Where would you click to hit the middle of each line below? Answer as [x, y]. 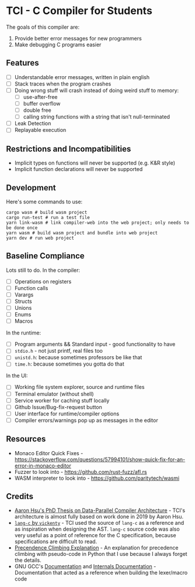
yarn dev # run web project [40, 238]
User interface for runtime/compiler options [67, 414]
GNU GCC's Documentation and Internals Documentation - [85, 566]
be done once [22, 228]
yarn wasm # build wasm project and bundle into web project [82, 233]
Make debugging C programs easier [58, 45]
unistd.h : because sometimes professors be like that [78, 357]
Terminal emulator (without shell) [54, 394]
